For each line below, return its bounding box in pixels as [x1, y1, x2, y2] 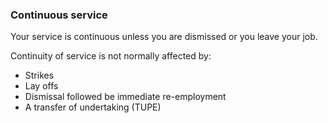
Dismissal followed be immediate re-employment [24, 91, 227, 103]
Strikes [24, 69, 55, 82]
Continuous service [10, 8, 108, 22]
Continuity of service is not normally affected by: [10, 50, 212, 62]
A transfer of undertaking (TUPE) [24, 101, 162, 113]
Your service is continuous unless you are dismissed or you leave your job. [10, 31, 318, 43]
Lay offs [24, 80, 59, 92]
